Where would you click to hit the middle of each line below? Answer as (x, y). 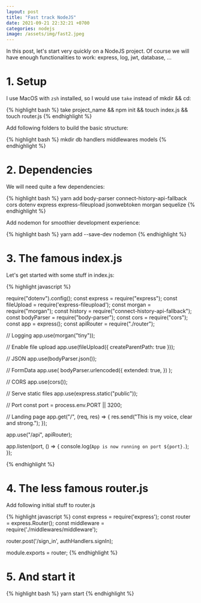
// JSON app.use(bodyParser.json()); (52, 358)
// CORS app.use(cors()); (37, 382)
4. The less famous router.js (77, 489)
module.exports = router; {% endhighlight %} (62, 553)
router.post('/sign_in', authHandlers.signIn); (60, 541)
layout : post (22, 12)
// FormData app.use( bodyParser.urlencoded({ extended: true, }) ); (89, 370)
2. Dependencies (49, 170)
